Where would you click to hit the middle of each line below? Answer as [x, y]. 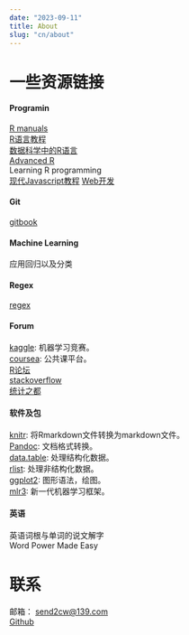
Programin [29, 108]
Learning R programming [55, 170]
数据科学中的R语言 [44, 150]
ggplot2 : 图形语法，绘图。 [58, 480]
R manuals [29, 128]
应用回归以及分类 [41, 264]
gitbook [23, 221]
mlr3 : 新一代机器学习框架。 [59, 491]
